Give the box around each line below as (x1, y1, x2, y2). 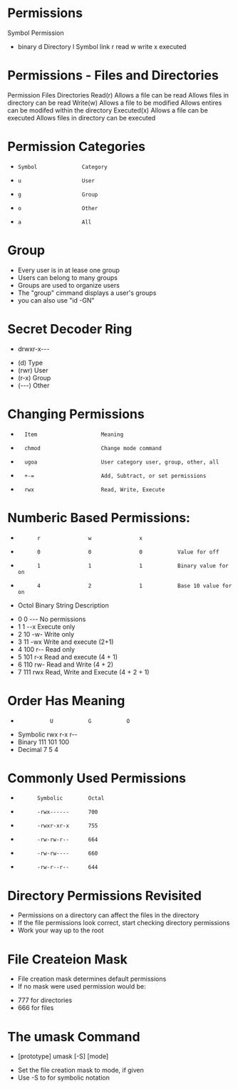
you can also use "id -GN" (17, 296, 95, 304)
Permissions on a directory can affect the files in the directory (17, 911, 200, 919)
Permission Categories (7, 139, 146, 155)
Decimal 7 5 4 (17, 745, 59, 754)
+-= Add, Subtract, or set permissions (24, 472, 207, 479)
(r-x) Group (17, 373, 51, 382)
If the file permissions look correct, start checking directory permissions (17, 919, 230, 927)
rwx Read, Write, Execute (24, 486, 165, 493)
